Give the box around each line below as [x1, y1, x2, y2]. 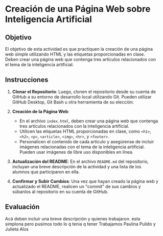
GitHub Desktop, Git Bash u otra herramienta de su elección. [12, 99, 135, 105]
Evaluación [5, 203, 40, 211]
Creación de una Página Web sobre [5, 3, 151, 15]
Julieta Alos [5, 226, 29, 232]
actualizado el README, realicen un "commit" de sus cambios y [12, 183, 141, 189]
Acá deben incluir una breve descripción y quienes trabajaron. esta [5, 216, 140, 221]
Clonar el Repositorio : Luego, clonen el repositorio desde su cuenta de [12, 89, 156, 95]
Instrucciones [5, 76, 48, 84]
